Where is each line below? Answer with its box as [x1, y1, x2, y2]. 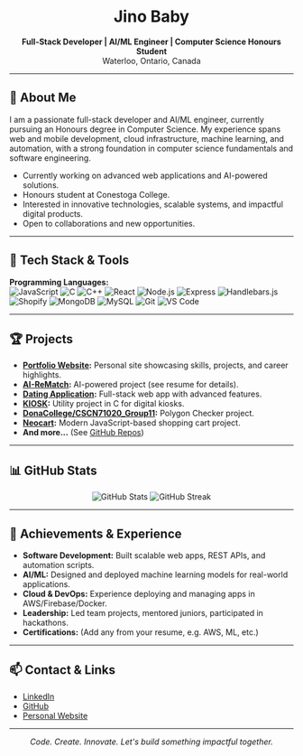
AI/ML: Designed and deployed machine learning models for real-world [22, 569, 289, 580]
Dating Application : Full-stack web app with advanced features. [22, 388, 262, 399]
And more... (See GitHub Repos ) [22, 427, 144, 438]
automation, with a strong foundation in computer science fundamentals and [9, 143, 294, 154]
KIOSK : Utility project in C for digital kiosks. [22, 398, 185, 409]
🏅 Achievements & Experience [9, 526, 182, 541]
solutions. [22, 179, 60, 191]
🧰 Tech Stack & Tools [9, 253, 129, 268]
